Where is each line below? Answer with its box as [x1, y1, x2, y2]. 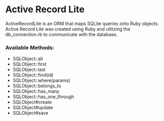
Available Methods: [5, 44, 55, 51]
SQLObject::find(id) [12, 72, 54, 78]
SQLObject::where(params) [12, 78, 71, 84]
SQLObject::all [12, 56, 43, 62]
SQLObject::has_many [12, 88, 60, 94]
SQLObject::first [12, 61, 47, 67]
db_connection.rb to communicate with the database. [5, 31, 118, 37]
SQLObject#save [12, 110, 49, 116]
